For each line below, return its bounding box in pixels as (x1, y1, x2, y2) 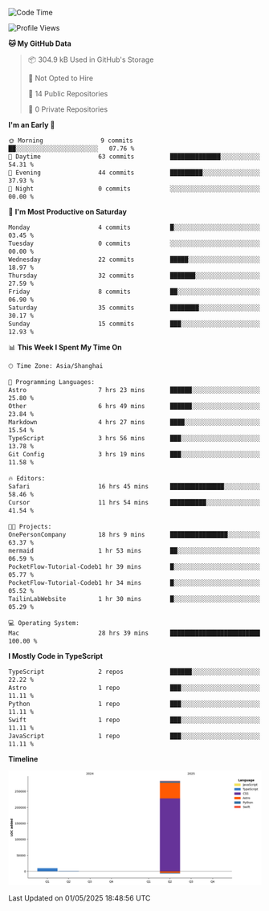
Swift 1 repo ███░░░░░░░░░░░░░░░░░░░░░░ (8, 716, 261, 724)
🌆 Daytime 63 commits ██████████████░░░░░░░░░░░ (8, 153, 261, 161)
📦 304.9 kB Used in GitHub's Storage (27, 55, 154, 64)
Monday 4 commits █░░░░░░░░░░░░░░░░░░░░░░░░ (8, 223, 261, 231)
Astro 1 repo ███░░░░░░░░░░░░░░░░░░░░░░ (8, 684, 261, 692)
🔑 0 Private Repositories (27, 104, 108, 114)
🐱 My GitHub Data (8, 39, 72, 48)
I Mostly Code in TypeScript (8, 652, 103, 660)
